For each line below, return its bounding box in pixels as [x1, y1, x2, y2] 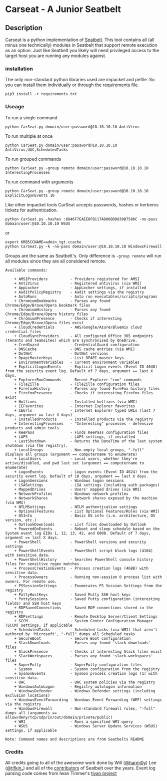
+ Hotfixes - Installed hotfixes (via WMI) [14, 399, 137, 404]
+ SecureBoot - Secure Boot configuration [14, 636, 131, 641]
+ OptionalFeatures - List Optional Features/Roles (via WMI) [14, 508, 160, 514]
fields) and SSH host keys [5, 601, 61, 606]
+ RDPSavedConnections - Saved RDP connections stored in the [14, 605, 153, 610]
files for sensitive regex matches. [5, 561, 81, 567]
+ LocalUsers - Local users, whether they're [14, 456, 137, 461]
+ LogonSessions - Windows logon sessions [14, 478, 124, 483]
